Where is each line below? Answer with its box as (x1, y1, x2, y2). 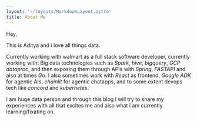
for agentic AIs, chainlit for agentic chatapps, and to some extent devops (6, 78, 183, 85)
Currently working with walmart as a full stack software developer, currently (6, 53, 190, 60)
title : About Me (6, 14, 46, 20)
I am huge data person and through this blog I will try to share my (6, 95, 164, 103)
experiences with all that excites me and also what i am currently (6, 102, 163, 109)
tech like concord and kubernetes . (6, 84, 89, 91)
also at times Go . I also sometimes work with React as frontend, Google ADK (6, 72, 191, 79)
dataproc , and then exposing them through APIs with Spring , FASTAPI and (6, 65, 186, 72)
